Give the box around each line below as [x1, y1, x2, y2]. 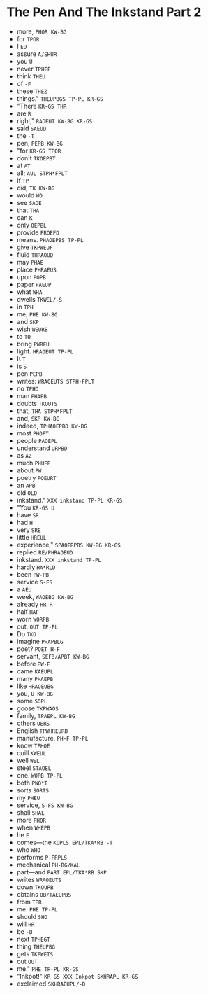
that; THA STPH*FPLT [16, 407, 73, 415]
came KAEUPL [16, 666, 54, 675]
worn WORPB [16, 615, 50, 623]
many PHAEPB [16, 674, 54, 682]
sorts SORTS [16, 785, 50, 794]
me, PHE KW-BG [16, 309, 58, 318]
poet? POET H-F [16, 645, 60, 653]
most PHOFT [16, 428, 50, 437]
